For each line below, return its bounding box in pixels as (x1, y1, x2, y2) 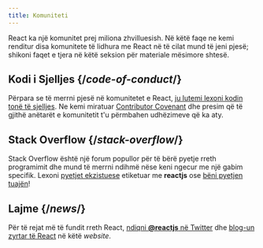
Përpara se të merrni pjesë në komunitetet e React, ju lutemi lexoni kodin (8, 94, 243, 103)
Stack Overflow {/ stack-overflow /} (8, 133, 183, 146)
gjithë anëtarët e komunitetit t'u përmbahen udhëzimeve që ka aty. (8, 110, 224, 120)
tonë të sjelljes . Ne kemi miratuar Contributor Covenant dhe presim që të (8, 102, 243, 111)
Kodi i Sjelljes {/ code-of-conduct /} (8, 72, 183, 87)
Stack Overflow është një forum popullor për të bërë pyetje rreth (8, 154, 217, 164)
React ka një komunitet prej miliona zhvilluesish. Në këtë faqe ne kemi (8, 33, 235, 43)
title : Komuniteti (8, 11, 69, 20)
